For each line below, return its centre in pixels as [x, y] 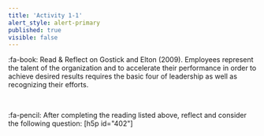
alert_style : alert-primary [54, 23]
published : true [35, 30]
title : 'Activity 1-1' [45, 15]
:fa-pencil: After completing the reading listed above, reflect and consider [127, 116]
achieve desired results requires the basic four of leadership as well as [123, 76]
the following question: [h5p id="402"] [71, 123]
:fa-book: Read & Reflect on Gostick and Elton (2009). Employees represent [131, 60]
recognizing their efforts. [48, 85]
